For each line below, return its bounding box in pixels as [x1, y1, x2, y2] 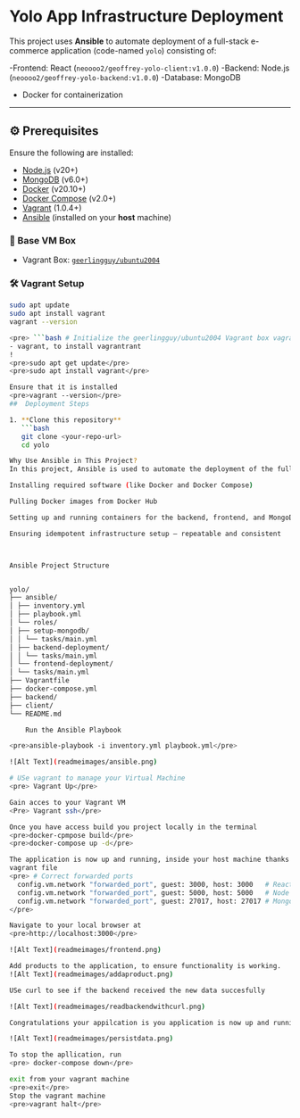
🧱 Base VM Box [9, 234, 77, 246]
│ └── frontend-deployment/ [9, 659, 114, 668]
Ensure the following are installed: [9, 147, 134, 158]
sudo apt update [9, 301, 70, 310]
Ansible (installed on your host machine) [21, 211, 172, 222]
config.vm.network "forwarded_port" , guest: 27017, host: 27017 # [17, 897, 270, 906]
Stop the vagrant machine [9, 1091, 105, 1100]
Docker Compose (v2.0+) [21, 193, 116, 203]
